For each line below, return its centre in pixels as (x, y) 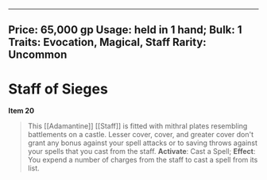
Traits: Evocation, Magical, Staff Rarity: (107, 42)
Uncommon (38, 55)
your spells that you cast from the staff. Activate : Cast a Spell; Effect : (141, 151)
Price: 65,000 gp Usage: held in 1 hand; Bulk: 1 (125, 30)
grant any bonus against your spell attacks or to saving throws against (143, 143)
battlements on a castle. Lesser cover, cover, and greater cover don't (141, 135)
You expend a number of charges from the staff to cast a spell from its (143, 160)
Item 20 (21, 111)
